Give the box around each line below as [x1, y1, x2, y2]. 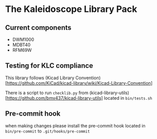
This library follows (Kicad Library [5, 75, 75, 81]
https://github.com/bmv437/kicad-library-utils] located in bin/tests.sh [6, 95, 153, 101]
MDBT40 [12, 42, 31, 48]
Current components [5, 23, 72, 32]
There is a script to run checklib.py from [5, 90, 89, 96]
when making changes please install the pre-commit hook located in [5, 123, 146, 129]
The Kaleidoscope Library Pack [5, 3, 138, 15]
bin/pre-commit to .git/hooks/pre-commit [5, 128, 90, 134]
